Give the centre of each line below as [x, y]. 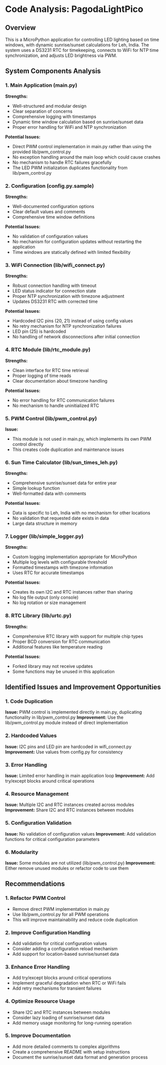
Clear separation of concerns [42, 111]
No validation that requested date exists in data [61, 518]
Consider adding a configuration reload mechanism [65, 948]
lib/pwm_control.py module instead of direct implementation [67, 723]
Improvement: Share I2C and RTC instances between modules [70, 810]
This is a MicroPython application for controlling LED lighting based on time [82, 39]
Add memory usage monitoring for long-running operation [72, 1023]
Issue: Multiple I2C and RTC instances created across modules [70, 805]
